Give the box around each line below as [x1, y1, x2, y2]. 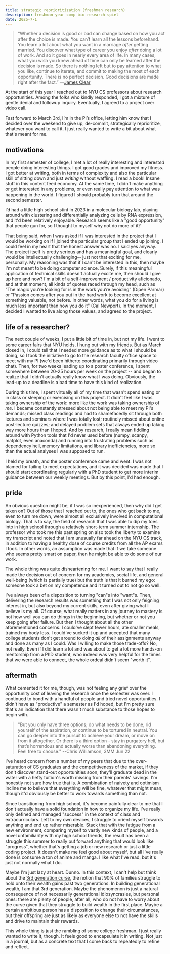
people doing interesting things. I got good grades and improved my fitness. [5, 165, 163, 171]
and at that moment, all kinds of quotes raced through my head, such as [5, 281, 155, 287]
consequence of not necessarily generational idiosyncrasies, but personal [5, 891, 160, 897]
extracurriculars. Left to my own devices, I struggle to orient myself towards [5, 816, 163, 822]
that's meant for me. [5, 131, 48, 137]
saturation [5, 764, 26, 770]
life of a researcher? [5, 323, 70, 331]
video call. [5, 105, 27, 111]
